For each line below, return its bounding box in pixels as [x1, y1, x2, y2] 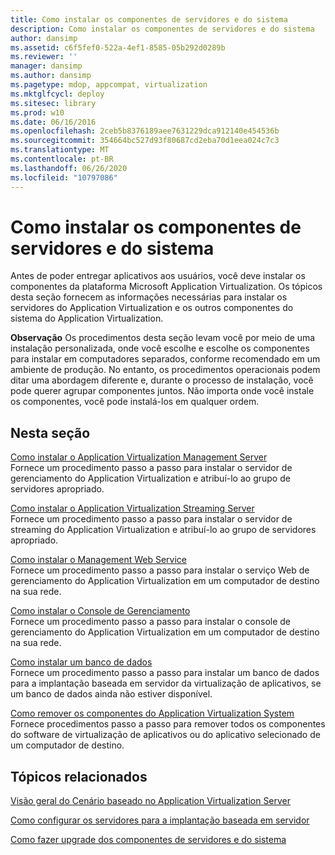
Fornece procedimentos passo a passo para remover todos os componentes [10, 718, 326, 730]
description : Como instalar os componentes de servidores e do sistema [10, 24, 315, 34]
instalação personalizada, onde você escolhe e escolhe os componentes [10, 342, 310, 355]
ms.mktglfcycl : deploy [10, 89, 105, 99]
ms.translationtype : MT [10, 145, 110, 155]
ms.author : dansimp [10, 71, 92, 81]
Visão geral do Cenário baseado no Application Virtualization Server [10, 795, 292, 807]
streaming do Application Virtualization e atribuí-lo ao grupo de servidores [10, 524, 317, 536]
